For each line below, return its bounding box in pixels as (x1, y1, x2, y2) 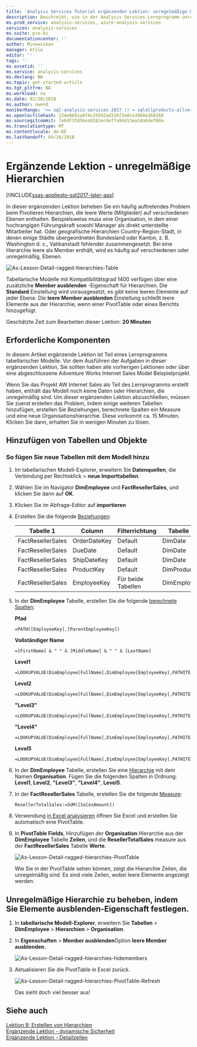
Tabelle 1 (29, 527, 56, 535)
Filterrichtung (117, 527, 157, 535)
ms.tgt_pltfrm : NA (6, 85, 51, 91)
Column (81, 527, 104, 535)
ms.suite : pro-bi (6, 31, 49, 36)
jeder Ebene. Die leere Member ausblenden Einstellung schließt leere (6, 294, 175, 301)
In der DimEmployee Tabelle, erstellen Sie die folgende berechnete (14, 598, 177, 605)
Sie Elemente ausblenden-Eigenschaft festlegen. (6, 904, 189, 914)
